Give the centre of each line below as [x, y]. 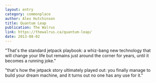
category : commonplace [28, 14]
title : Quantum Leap [26, 23]
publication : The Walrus [30, 28]
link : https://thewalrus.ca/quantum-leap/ [48, 32]
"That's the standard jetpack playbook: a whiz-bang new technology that [78, 50]
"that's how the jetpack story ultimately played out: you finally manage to [78, 70]
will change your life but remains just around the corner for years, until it [77, 55]
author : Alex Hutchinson [30, 18]
